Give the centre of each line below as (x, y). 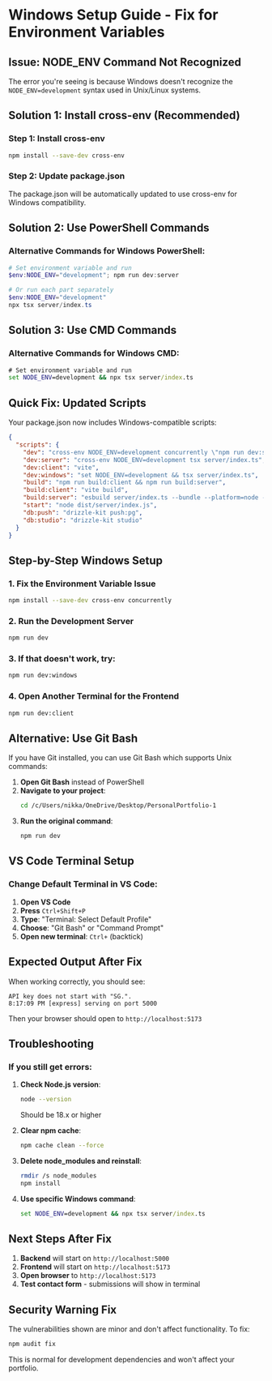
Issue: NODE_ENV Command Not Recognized (125, 62)
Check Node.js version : (60, 1084)
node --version (46, 1100)
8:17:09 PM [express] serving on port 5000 (83, 1003)
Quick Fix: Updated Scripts (77, 403)
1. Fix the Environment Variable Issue (82, 584)
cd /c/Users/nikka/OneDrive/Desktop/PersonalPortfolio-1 (118, 806)
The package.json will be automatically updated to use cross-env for (123, 194)
